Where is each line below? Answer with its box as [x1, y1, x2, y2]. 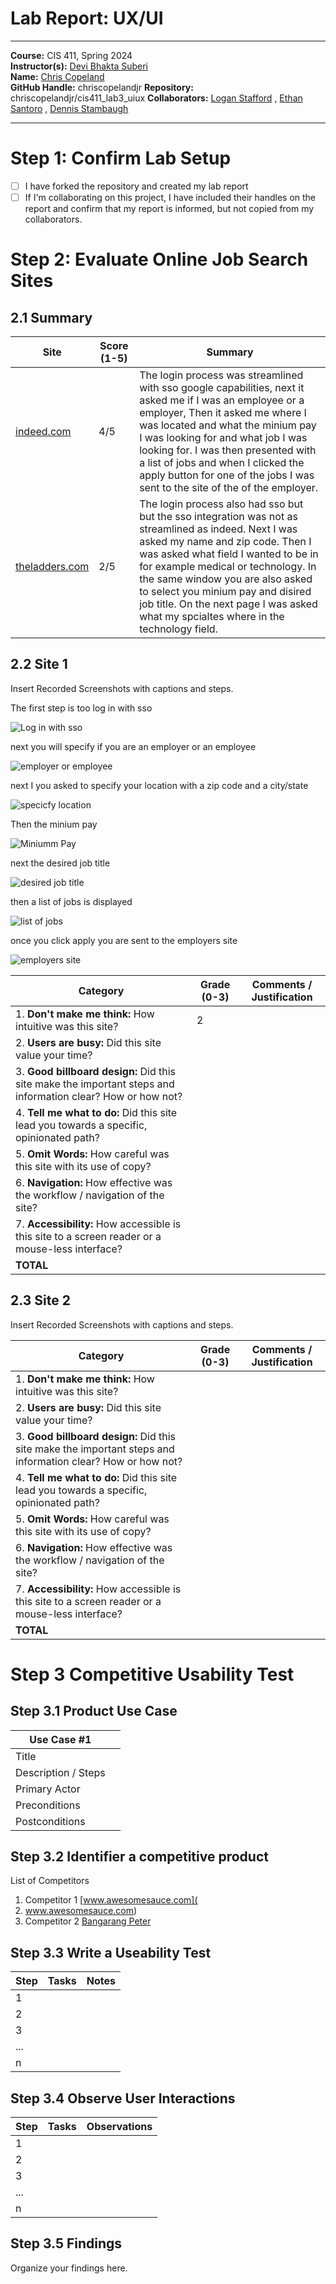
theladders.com [15, 560, 90, 573]
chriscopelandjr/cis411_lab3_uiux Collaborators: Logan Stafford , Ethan [10, 92, 303, 104]
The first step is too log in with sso [10, 702, 153, 714]
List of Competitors [10, 1875, 90, 1887]
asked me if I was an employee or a [139, 393, 305, 407]
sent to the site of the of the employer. [139, 481, 319, 494]
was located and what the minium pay [139, 418, 317, 432]
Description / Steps [15, 1765, 106, 1779]
